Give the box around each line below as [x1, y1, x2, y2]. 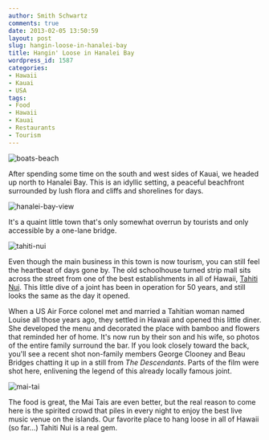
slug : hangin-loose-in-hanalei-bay [8, 42, 128, 50]
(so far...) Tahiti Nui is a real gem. [8, 422, 118, 432]
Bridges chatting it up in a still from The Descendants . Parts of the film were [8, 357, 259, 367]
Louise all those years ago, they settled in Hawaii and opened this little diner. [8, 315, 262, 324]
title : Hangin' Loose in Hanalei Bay [8, 49, 135, 57]
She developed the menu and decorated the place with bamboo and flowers [8, 323, 260, 333]
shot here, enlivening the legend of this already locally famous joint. [8, 366, 233, 376]
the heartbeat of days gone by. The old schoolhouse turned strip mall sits [8, 265, 251, 275]
